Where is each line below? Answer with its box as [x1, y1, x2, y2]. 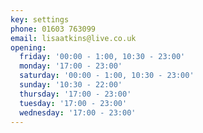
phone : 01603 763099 [10, 24, 97, 34]
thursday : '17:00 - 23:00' [19, 89, 132, 99]
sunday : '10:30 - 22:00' [19, 80, 123, 90]
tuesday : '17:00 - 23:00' [19, 98, 128, 108]
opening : [10, 42, 47, 53]
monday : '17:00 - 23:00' [19, 61, 123, 71]
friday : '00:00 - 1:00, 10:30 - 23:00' [19, 52, 186, 62]
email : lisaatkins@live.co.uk [10, 33, 137, 43]
